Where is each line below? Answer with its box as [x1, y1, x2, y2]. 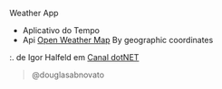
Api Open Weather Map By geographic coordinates [22, 35, 214, 45]
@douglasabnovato [31, 69, 105, 80]
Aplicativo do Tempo [22, 25, 100, 35]
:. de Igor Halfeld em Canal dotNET [9, 52, 140, 62]
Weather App [9, 8, 59, 18]
